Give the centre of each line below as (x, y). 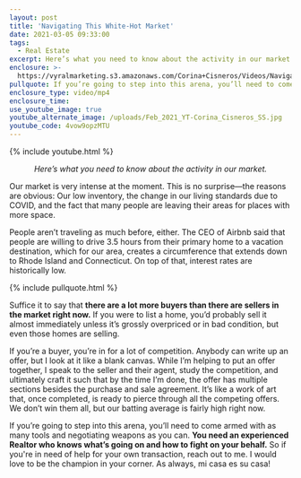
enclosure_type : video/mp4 (60, 92)
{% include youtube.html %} (61, 152)
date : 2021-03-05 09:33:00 (60, 34)
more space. (32, 215)
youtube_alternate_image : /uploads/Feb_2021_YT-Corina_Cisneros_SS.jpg (146, 117)
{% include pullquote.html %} (64, 287)
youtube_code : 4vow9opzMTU (60, 126)
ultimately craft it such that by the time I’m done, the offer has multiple (139, 379)
